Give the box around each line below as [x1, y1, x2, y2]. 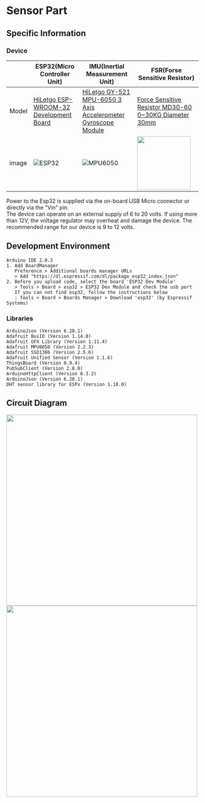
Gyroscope [82, 118, 114, 127]
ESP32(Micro [35, 62, 75, 70]
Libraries [6, 314, 34, 323]
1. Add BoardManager [6, 262, 59, 269]
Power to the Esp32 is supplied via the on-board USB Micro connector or [6, 197, 190, 205]
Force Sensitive [137, 95, 182, 104]
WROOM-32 [33, 103, 71, 111]
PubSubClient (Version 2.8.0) [6, 365, 84, 372]
